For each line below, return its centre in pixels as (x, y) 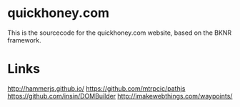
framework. (24, 40)
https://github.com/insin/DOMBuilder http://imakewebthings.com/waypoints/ (120, 96)
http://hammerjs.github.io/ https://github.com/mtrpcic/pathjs (96, 88)
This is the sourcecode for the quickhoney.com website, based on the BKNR (120, 33)
